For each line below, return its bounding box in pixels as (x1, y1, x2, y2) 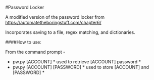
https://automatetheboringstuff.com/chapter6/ (5, 20, 102, 25)
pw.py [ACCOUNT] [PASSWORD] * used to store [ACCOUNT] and (12, 64, 149, 70)
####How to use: (5, 39, 42, 45)
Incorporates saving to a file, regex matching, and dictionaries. (5, 29, 135, 35)
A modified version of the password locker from (5, 14, 105, 20)
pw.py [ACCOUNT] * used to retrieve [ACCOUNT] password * (12, 59, 141, 65)
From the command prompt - (5, 49, 66, 55)
